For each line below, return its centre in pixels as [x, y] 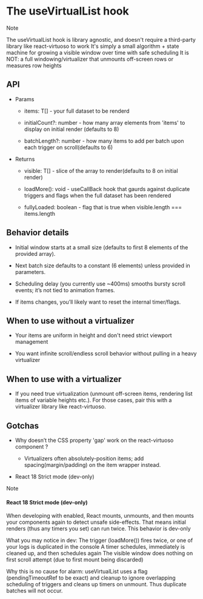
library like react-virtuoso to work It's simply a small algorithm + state [93, 46]
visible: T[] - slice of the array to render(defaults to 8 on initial [101, 170]
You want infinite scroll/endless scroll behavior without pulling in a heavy [106, 353]
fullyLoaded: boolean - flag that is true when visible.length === [103, 207]
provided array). [35, 253]
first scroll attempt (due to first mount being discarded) [75, 560]
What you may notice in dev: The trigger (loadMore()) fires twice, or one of [100, 540]
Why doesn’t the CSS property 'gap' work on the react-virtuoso [94, 440]
